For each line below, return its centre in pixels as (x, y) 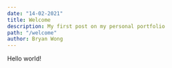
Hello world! (24, 58)
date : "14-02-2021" (35, 13)
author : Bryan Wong (35, 39)
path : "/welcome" (32, 33)
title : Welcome (29, 20)
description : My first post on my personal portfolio (86, 26)
